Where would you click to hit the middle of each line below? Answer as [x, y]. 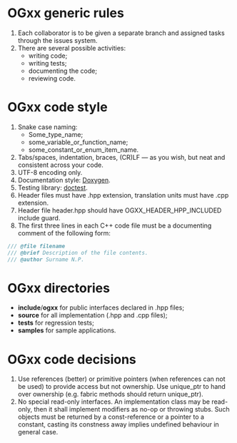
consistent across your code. [60, 165]
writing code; [48, 56]
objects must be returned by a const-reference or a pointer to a [111, 417]
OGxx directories [59, 288]
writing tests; [47, 63]
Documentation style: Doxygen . [64, 180]
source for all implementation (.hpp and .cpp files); [92, 315]
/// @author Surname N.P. [46, 259]
